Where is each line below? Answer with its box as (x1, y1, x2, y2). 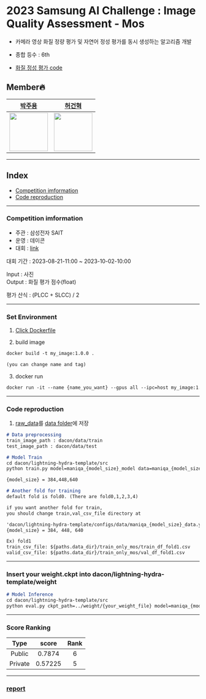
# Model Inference (6, 592, 53, 598)
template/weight (6, 578, 57, 586)
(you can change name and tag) (6, 362, 86, 368)
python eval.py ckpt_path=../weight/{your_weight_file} (6, 603, 152, 609)
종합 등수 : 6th (15, 50, 50, 58)
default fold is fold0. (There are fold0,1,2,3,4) (6, 494, 139, 500)
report (6, 684, 26, 693)
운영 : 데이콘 (15, 236, 45, 244)
